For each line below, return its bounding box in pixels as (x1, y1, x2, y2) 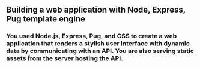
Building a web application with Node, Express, (6, 5, 186, 15)
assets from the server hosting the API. (6, 54, 123, 63)
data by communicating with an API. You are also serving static (6, 47, 194, 55)
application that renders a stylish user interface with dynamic (6, 39, 190, 48)
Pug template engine (6, 14, 86, 24)
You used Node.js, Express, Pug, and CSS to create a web (6, 32, 177, 41)
